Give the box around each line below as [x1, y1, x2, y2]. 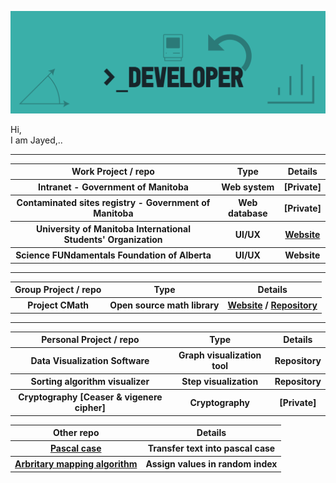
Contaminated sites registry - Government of [16, 197, 211, 209]
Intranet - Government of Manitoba [38, 181, 189, 193]
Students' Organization [63, 234, 163, 246]
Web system [221, 181, 275, 193]
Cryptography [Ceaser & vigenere [18, 391, 163, 403]
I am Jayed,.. [10, 134, 63, 146]
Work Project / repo [71, 166, 155, 178]
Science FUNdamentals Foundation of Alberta [15, 249, 212, 261]
